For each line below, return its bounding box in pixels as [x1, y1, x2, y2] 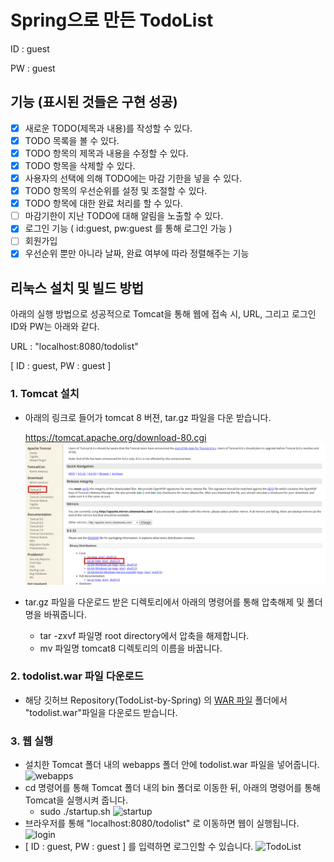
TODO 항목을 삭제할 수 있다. [24, 159, 136, 171]
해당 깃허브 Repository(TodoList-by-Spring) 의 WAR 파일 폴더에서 [24, 694, 288, 706]
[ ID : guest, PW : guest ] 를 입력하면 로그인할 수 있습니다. [24, 841, 254, 853]
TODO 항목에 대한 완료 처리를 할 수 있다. [24, 197, 183, 210]
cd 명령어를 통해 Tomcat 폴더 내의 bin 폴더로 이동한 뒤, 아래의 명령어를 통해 [24, 782, 321, 794]
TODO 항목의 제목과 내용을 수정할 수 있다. [24, 147, 189, 159]
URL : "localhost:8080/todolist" [10, 341, 139, 353]
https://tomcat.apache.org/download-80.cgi [24, 431, 207, 443]
